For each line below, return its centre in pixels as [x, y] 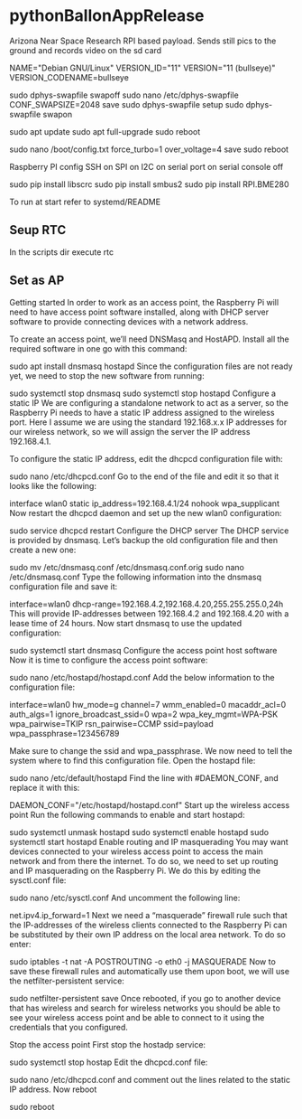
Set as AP [37, 281]
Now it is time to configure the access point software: [109, 660]
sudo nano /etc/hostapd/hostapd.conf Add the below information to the [142, 677]
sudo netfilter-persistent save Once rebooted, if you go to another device [145, 998]
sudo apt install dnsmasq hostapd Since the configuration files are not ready [151, 366]
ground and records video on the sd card [86, 50]
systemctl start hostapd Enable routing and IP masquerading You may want [149, 842]
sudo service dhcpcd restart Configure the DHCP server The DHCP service [149, 531]
